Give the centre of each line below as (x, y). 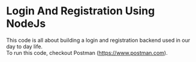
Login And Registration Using (81, 11)
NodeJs (26, 24)
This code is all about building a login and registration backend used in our (98, 40)
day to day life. (25, 46)
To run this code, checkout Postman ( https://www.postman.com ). (87, 52)
